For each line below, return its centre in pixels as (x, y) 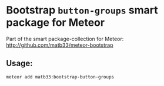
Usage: (20, 63)
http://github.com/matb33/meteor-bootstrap (60, 45)
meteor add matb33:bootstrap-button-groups (60, 77)
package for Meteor (55, 23)
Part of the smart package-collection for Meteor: (65, 39)
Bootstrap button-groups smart (82, 10)
